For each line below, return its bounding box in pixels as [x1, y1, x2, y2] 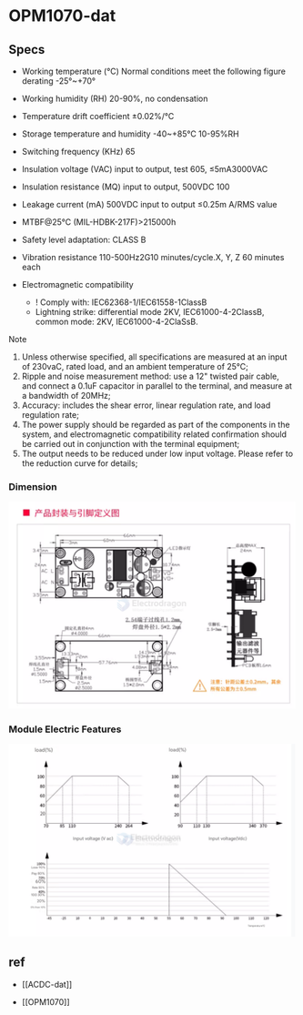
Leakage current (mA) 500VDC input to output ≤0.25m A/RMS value [21, 199, 278, 209]
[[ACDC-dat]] [21, 979, 73, 990]
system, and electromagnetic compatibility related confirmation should [21, 429, 288, 440]
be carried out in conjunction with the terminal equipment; [21, 439, 240, 449]
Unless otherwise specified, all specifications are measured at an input [21, 351, 288, 362]
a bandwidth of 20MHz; [21, 391, 111, 401]
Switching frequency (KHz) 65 [21, 147, 136, 157]
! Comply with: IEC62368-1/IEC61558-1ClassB [35, 297, 207, 308]
